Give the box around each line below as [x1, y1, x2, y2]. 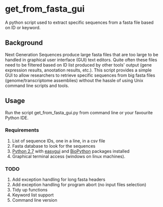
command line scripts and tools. [5, 83, 69, 88]
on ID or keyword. [5, 24, 41, 30]
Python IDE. [5, 115, 29, 121]
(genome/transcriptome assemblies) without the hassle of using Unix [5, 77, 144, 83]
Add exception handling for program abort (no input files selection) [12, 182, 146, 188]
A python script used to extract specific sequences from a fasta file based [5, 19, 154, 25]
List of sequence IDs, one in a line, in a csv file [12, 138, 106, 144]
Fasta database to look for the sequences [12, 143, 96, 149]
